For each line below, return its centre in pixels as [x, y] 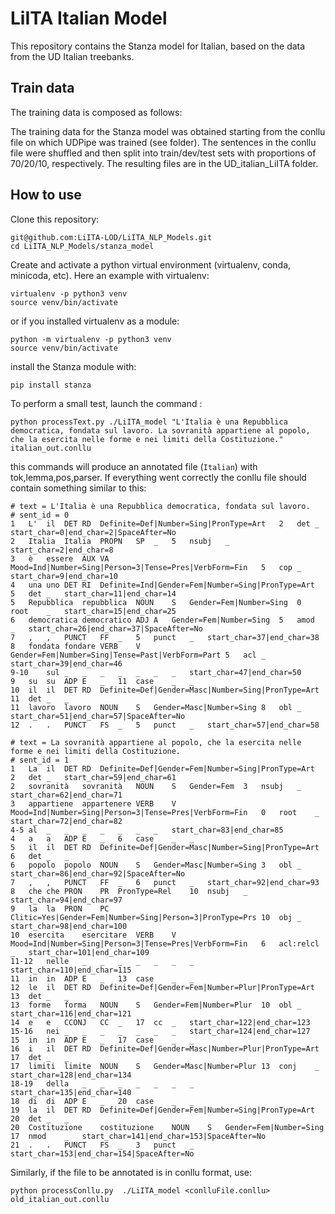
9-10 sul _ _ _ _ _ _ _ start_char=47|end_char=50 [156, 672]
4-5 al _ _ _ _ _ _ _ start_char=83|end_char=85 [147, 830]
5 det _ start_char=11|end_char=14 [93, 593]
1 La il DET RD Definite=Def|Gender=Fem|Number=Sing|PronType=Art [162, 768]
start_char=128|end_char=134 [71, 1075]
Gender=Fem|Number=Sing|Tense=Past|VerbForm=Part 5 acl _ [138, 655]
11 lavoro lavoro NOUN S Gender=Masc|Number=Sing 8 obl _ [156, 707]
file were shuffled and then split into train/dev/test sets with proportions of [163, 153]
